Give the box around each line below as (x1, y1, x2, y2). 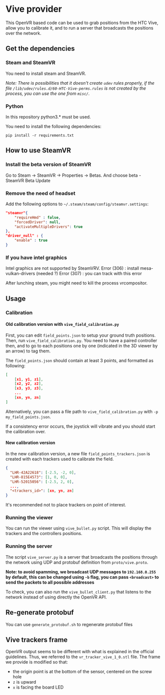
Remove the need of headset (5, 190, 76, 196)
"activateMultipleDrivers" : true (14, 224, 83, 229)
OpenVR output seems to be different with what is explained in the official (5, 649, 154, 655)
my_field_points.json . (5, 413, 51, 419)
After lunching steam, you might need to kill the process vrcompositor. (5, 280, 148, 286)
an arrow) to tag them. (5, 348, 51, 354)
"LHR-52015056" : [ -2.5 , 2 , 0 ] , (10, 479, 74, 484)
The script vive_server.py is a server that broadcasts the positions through (5, 554, 158, 560)
